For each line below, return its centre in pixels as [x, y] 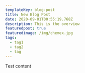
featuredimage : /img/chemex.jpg [39, 33]
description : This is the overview [42, 24]
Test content [18, 66]
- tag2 [17, 47]
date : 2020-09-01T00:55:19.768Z [39, 19]
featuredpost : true [26, 28]
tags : [11, 38]
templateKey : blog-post [30, 10]
